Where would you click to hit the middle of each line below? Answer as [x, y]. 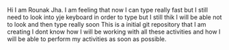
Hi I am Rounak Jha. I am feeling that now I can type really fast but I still [108, 10]
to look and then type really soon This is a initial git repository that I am [107, 24]
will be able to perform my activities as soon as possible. [87, 39]
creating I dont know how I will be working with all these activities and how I [114, 32]
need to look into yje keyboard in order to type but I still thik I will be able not [114, 17]
